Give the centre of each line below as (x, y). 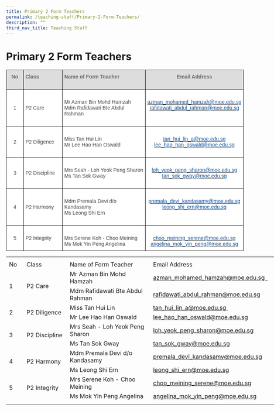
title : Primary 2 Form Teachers (45, 11)
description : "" (26, 22)
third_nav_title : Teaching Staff (47, 28)
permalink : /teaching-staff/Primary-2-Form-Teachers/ (73, 17)
